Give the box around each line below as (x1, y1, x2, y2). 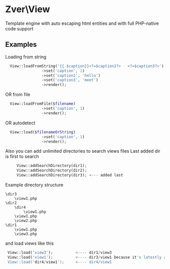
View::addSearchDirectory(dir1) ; (16, 163, 87, 168)
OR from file (5, 92, 30, 98)
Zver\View (5, 4, 51, 15)
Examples (5, 40, 37, 49)
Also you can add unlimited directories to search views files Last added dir (5, 148, 161, 154)
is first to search (5, 153, 39, 160)
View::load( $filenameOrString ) (10, 129, 76, 134)
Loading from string (5, 54, 47, 60)
